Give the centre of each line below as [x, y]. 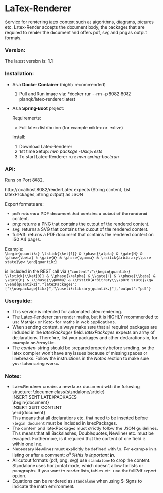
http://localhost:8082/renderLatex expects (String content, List [68, 189]
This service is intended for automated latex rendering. [67, 312]
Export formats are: [24, 204]
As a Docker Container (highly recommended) [59, 84]
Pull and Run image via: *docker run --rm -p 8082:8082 [75, 94]
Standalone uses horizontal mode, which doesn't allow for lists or [78, 466]
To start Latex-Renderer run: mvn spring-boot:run [69, 156]
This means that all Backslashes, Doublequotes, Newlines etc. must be [83, 433]
